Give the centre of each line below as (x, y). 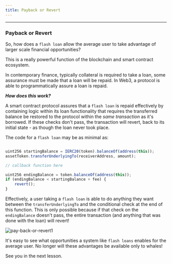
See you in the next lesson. (34, 256)
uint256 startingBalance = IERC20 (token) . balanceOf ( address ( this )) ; (80, 151)
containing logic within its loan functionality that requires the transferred (81, 111)
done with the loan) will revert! (37, 221)
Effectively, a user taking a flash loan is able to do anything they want (80, 199)
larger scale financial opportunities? (43, 49)
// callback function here (34, 165)
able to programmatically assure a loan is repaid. (57, 86)
